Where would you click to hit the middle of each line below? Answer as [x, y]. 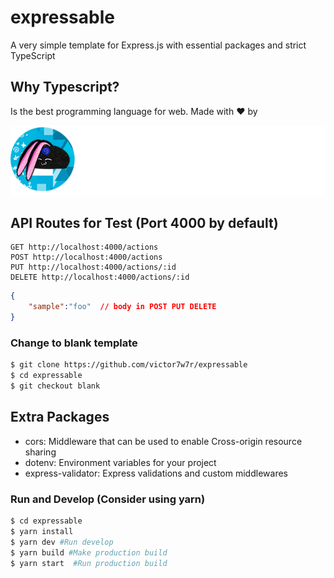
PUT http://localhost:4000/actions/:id [93, 267]
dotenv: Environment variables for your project [120, 462]
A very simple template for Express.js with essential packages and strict [158, 45]
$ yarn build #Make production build [89, 552]
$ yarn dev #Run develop [62, 542]
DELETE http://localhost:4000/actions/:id [100, 277]
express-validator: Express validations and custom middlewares [156, 473]
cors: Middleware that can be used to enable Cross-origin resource [163, 441]
